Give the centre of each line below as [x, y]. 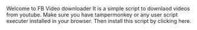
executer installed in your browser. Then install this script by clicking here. [99, 21]
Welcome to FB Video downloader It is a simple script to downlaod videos [98, 9]
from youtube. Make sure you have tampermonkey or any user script [92, 15]
